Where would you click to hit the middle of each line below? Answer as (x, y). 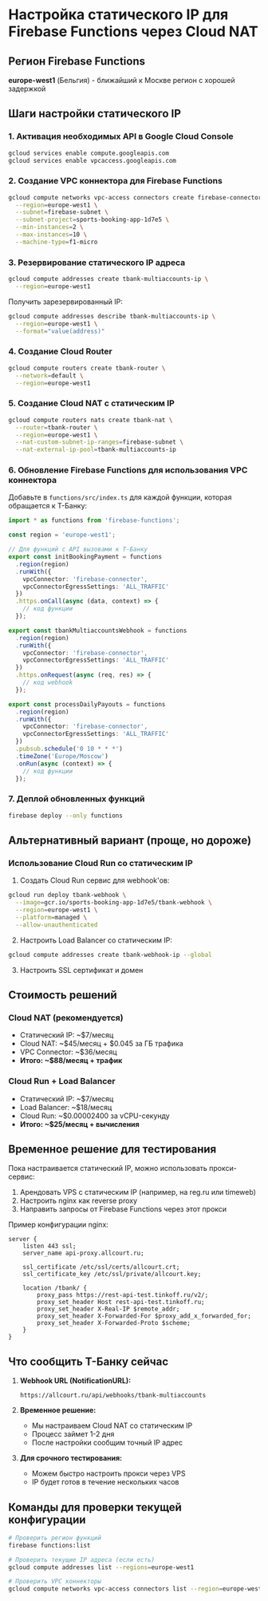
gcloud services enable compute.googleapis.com (89, 153)
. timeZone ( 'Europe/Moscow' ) (62, 756)
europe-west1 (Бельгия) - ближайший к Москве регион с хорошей (122, 80)
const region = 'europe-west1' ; (62, 535)
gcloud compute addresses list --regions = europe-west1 (101, 1567)
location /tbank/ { (55, 1288)
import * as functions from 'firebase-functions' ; (94, 520)
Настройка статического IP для (118, 15)
